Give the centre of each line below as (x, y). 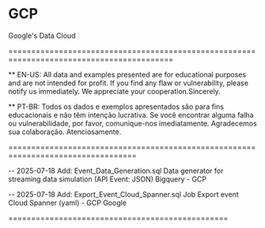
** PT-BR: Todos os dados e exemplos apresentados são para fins (116, 107)
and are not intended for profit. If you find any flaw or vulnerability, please (129, 83)
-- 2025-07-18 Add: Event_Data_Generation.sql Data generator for (116, 170)
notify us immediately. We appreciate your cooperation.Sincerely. (115, 91)
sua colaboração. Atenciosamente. (65, 132)
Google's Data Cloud (42, 36)
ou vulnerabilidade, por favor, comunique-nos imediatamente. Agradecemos (132, 123)
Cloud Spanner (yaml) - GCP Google (68, 203)
